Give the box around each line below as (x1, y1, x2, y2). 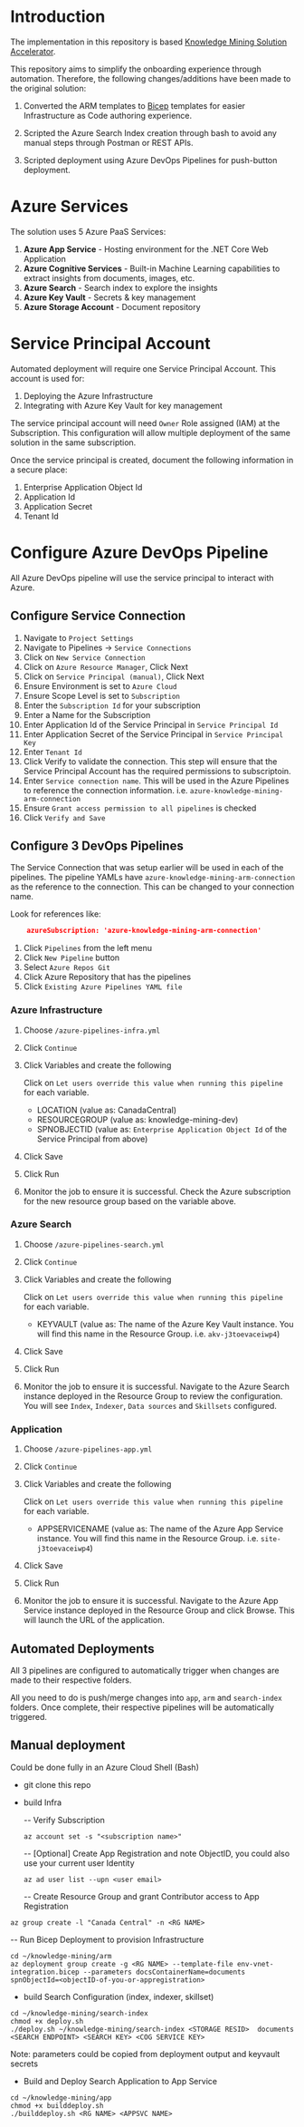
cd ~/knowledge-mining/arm (10, 1951, 112, 1960)
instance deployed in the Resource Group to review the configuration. (23, 1390, 283, 1402)
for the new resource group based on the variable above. (23, 1195, 236, 1207)
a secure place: (10, 464, 68, 475)
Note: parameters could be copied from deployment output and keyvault (10, 2048, 280, 2059)
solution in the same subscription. (10, 437, 137, 448)
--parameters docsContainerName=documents (82, 1967, 246, 1976)
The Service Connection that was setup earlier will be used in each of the (10, 862, 284, 873)
